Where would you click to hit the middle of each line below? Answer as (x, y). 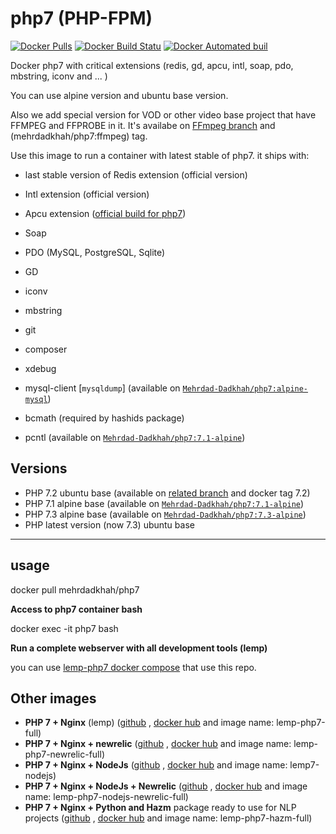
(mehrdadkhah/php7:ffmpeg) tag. (79, 136)
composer (46, 349)
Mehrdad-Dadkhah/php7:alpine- (245, 388)
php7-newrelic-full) (64, 754)
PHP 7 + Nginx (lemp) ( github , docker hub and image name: (149, 723)
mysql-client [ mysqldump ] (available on (102, 388)
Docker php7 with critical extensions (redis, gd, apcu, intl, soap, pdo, (152, 65)
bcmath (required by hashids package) (104, 418)
